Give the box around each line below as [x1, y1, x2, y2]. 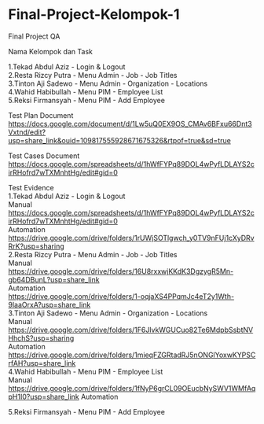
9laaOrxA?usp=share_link [8, 300, 91, 309]
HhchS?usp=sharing [8, 333, 75, 343]
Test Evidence [8, 183, 54, 192]
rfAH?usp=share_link [8, 358, 76, 367]
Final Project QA [8, 31, 60, 41]
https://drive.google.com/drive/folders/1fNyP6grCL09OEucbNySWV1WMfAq [8, 383, 256, 393]
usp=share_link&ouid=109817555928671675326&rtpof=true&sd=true [8, 135, 232, 145]
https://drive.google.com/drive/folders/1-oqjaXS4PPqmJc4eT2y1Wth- [8, 291, 234, 300]
